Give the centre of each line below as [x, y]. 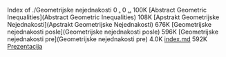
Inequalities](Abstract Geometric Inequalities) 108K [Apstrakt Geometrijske [113, 17]
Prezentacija [25, 46]
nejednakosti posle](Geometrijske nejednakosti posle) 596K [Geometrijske [113, 32]
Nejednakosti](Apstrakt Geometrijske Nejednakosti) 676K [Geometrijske [110, 24]
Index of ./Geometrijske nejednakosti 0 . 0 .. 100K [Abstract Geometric [107, 10]
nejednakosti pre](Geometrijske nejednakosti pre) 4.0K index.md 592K [107, 39]
